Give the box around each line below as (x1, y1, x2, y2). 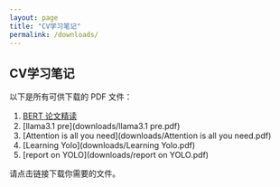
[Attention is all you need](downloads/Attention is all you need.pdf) (22, 130, 272, 141)
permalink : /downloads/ (9, 30, 99, 39)
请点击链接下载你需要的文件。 (9, 168, 120, 179)
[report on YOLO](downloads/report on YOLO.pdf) (22, 150, 210, 161)
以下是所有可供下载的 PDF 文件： (9, 91, 133, 102)
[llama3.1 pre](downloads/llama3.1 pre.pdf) (22, 121, 181, 132)
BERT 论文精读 (22, 110, 78, 122)
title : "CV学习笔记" (9, 22, 81, 31)
